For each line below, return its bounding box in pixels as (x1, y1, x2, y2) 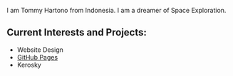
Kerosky (16, 60, 42, 69)
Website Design (16, 45, 63, 54)
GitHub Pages (16, 53, 58, 61)
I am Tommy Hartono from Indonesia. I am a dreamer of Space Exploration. (6, 6, 227, 14)
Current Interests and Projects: (6, 26, 147, 38)
